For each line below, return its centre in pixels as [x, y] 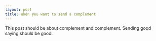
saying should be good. [29, 33]
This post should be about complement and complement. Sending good [78, 28]
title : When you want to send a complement [51, 14]
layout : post [19, 10]
